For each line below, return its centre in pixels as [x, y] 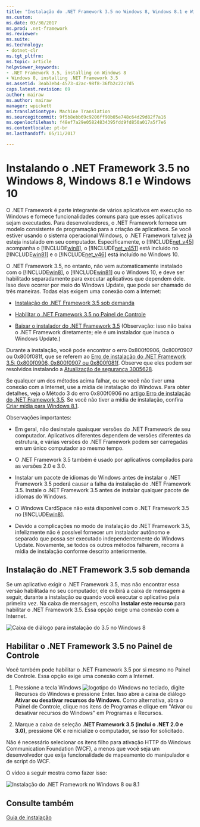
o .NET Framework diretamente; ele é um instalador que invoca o [94, 332]
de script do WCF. [28, 761]
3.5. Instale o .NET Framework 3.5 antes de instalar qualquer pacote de [102, 490]
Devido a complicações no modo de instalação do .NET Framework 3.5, [102, 526]
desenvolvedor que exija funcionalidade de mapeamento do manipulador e [98, 755]
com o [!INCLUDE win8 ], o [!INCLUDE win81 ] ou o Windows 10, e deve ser [95, 272]
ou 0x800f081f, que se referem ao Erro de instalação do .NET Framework [96, 356]
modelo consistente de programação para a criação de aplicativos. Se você [99, 229]
